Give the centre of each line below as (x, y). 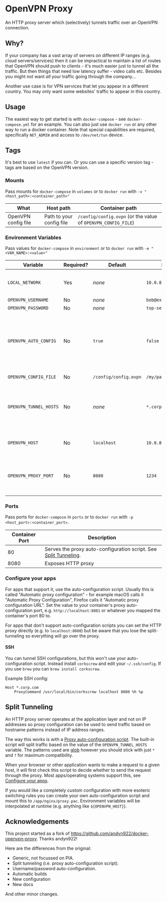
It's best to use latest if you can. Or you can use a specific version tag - (79, 163)
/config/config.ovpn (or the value (118, 216)
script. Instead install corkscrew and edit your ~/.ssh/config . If (97, 663)
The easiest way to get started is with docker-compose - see (66, 119)
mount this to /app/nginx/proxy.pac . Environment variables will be (73, 801)
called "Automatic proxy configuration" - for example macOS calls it (75, 594)
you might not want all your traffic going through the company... (71, 76)
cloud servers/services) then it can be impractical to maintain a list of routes (83, 61)
